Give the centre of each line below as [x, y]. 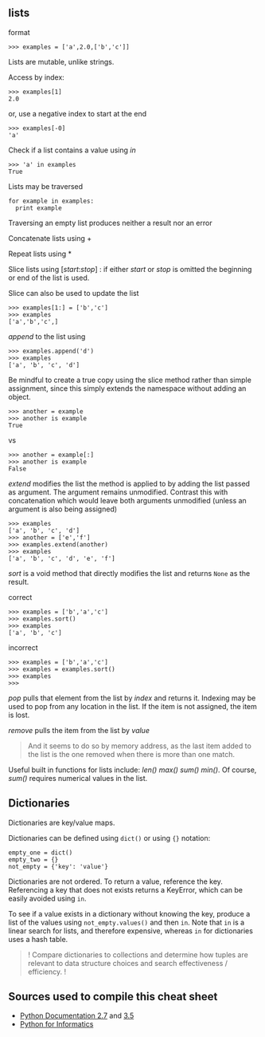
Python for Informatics [57, 1024]
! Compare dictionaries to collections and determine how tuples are [138, 954]
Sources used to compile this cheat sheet [113, 997]
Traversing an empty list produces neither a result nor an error [110, 223]
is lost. [19, 715]
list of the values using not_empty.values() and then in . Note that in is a [127, 922]
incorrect [23, 647]
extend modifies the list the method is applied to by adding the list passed [129, 483]
